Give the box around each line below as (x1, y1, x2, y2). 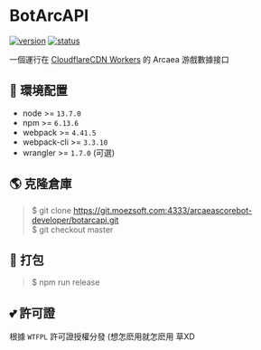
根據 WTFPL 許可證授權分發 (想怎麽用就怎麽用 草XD (9, 331, 196, 342)
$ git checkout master (31, 223, 114, 235)
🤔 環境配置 (9, 83, 68, 99)
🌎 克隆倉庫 (9, 176, 72, 192)
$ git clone (31, 204, 72, 215)
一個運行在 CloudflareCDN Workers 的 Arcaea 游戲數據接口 (9, 53, 230, 64)
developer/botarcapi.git (31, 214, 119, 225)
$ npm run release (31, 277, 100, 288)
